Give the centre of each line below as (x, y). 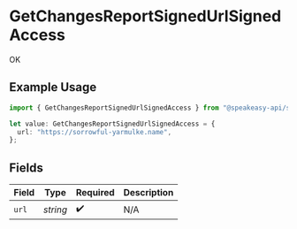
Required (95, 193)
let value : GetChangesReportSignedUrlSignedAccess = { (112, 124)
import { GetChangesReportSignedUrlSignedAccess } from (114, 108)
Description (148, 193)
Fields (27, 168)
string (55, 210)
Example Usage (53, 87)
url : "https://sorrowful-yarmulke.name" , (95, 132)
